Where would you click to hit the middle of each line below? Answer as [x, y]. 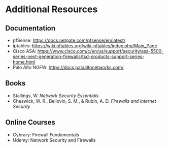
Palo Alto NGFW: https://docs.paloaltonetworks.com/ [68, 67]
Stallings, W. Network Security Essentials [56, 96]
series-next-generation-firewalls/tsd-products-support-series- [78, 56]
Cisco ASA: [24, 51]
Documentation [30, 28]
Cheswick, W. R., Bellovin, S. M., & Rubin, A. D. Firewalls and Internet [84, 101]
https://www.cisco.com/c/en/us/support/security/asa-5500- [100, 51]
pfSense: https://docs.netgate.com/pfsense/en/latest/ [69, 40]
